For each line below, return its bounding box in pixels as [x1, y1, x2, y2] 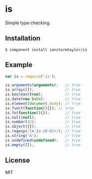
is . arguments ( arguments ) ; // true [5, 83, 81, 88]
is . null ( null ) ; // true [5, 115, 81, 120]
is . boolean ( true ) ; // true [5, 92, 81, 97]
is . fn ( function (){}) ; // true [5, 110, 81, 115]
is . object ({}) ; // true [5, 124, 81, 129]
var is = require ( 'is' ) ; [5, 74, 56, 79]
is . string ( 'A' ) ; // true [5, 134, 81, 138]
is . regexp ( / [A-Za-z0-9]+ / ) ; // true [5, 129, 81, 134]
